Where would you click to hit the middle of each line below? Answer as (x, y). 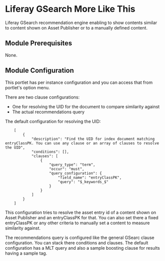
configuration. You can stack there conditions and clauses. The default (77, 243)
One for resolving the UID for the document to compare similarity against (86, 106)
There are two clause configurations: (42, 97)
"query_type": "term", (72, 165)
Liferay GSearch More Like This (70, 9)
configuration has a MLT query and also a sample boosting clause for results (82, 248)
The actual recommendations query (48, 112)
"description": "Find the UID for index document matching (93, 139)
